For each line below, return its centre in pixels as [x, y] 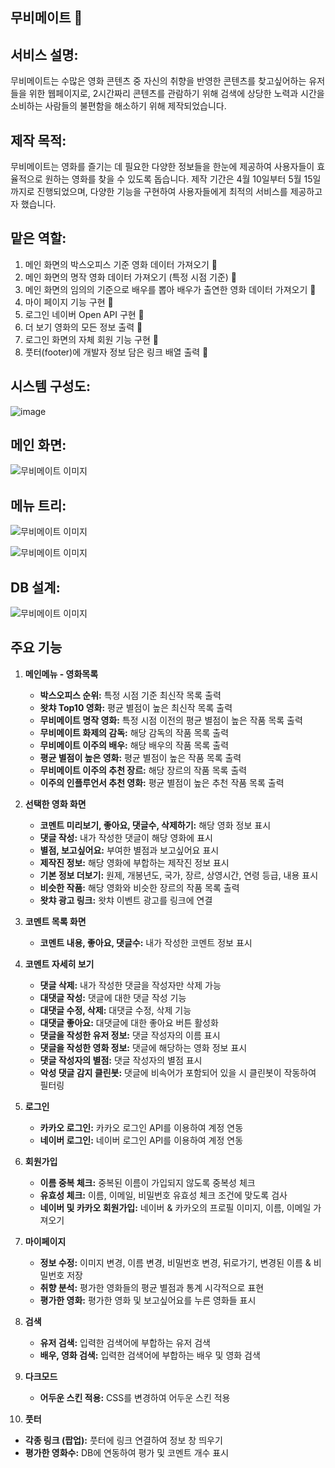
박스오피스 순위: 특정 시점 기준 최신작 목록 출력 [130, 695]
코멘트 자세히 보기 [59, 964]
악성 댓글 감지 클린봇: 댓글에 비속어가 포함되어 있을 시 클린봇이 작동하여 [178, 1072]
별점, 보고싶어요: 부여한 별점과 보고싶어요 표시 [129, 850]
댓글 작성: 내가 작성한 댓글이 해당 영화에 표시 [126, 837]
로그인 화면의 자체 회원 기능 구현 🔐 [91, 339]
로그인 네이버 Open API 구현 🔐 [84, 314]
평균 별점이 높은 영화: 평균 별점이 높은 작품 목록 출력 [140, 757]
